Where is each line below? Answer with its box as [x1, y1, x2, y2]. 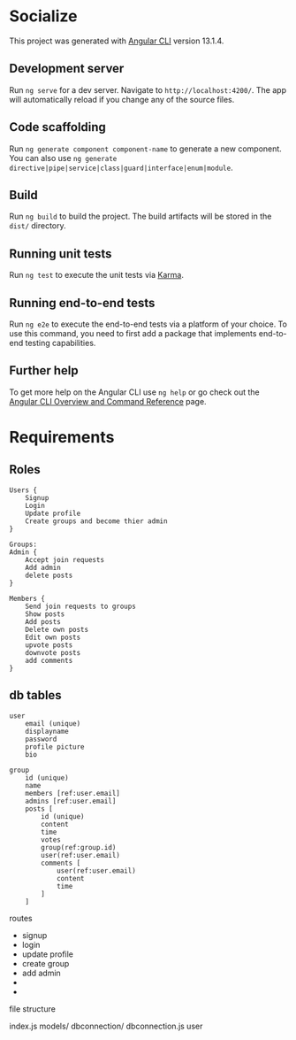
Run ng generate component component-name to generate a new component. [9, 143, 283, 154]
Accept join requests [25, 555, 104, 564]
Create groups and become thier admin [25, 516, 168, 526]
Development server [9, 61, 125, 76]
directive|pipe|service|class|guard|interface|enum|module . [9, 162, 233, 173]
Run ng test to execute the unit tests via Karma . [9, 270, 184, 281]
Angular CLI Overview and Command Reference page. [9, 396, 207, 406]
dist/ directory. [9, 220, 66, 231]
